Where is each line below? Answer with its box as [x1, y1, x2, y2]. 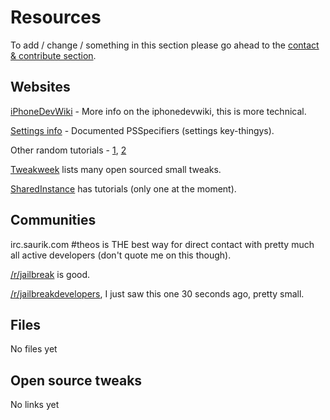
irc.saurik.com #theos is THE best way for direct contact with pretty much [10, 238, 315, 250]
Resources [10, 6, 102, 29]
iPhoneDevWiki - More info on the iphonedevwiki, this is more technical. [10, 105, 307, 117]
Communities [10, 212, 97, 229]
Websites [10, 79, 71, 96]
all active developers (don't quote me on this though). [10, 249, 232, 261]
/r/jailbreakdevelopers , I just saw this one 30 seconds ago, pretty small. [10, 287, 305, 300]
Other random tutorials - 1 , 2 [10, 144, 127, 156]
